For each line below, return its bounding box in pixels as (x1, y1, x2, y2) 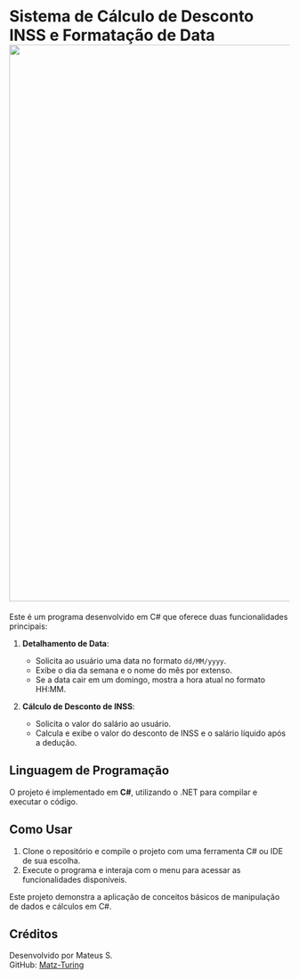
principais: (9, 621, 48, 632)
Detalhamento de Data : (21, 638, 109, 649)
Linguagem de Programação (9, 763, 170, 779)
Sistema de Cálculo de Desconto (9, 6, 255, 27)
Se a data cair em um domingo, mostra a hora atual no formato (35, 674, 266, 685)
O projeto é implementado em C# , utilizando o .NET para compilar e (9, 787, 258, 797)
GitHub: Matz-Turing (9, 959, 85, 970)
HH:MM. (35, 683, 67, 694)
